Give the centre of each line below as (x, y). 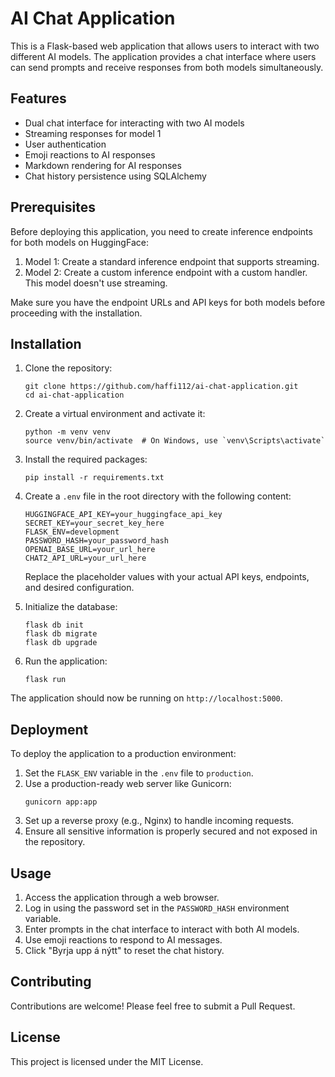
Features (38, 98)
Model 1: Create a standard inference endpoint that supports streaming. (172, 261)
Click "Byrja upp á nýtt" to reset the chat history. (124, 950)
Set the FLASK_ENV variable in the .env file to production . (139, 773)
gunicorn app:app (61, 802)
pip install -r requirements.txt (94, 478)
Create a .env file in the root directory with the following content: (158, 496)
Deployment (49, 729)
